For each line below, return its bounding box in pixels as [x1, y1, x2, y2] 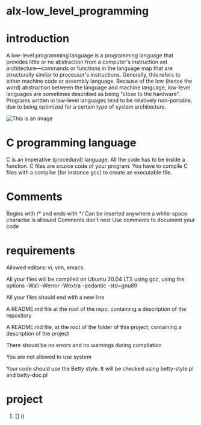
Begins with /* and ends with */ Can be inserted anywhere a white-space [6, 210, 188, 217]
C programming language [6, 136, 137, 150]
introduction [6, 32, 70, 46]
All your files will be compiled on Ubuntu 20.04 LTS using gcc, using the [6, 275, 185, 283]
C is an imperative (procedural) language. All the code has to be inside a [6, 156, 185, 164]
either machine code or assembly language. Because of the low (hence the [6, 77, 193, 85]
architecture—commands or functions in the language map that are [6, 65, 173, 72]
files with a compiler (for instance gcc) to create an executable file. [6, 169, 173, 176]
